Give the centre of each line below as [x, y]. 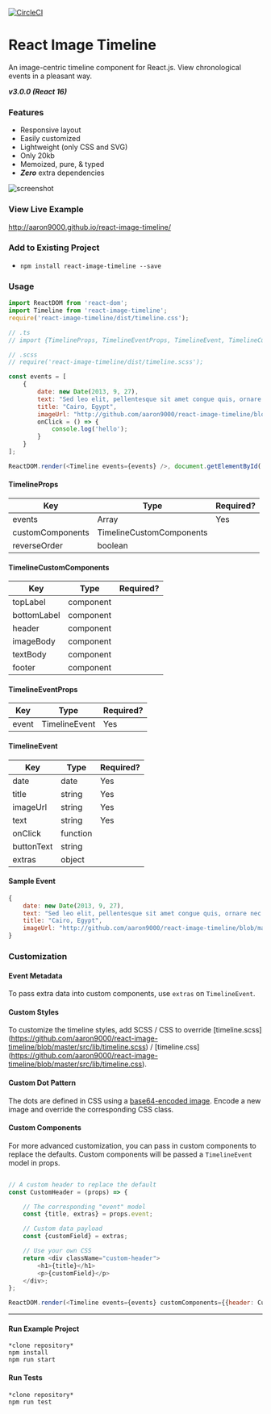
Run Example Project [44, 1328]
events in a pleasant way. [50, 76]
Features [26, 112]
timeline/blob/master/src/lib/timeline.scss [77, 1047]
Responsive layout [50, 130]
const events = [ [38, 377]
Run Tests [25, 1377]
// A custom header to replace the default [83, 1185]
